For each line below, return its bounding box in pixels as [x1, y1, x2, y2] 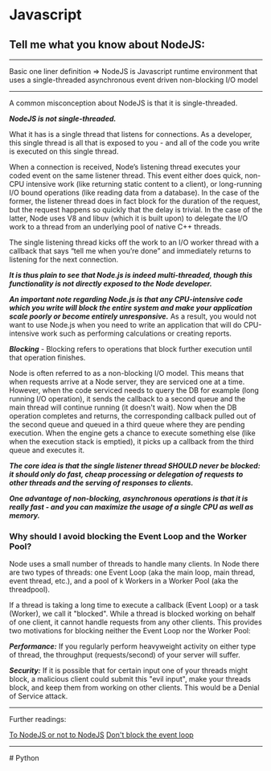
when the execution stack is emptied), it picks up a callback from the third [9, 437, 254, 446]
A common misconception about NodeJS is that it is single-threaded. [9, 98, 238, 108]
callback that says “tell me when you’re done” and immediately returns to [9, 246, 252, 255]
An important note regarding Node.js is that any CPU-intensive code [9, 295, 244, 303]
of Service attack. [9, 691, 68, 701]
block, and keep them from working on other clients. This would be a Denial [9, 682, 260, 693]
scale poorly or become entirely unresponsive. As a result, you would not [9, 311, 257, 321]
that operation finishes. [9, 353, 86, 362]
